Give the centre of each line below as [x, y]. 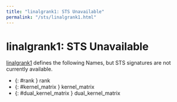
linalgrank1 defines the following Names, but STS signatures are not [89, 63]
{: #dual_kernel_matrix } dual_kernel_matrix [67, 93]
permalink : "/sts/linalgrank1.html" [51, 17]
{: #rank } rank [32, 81]
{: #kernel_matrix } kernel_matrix [54, 87]
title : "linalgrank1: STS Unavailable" [55, 12]
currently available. [30, 69]
